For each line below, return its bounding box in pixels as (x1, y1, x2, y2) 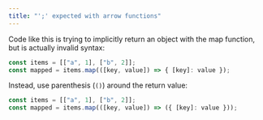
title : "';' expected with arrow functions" (8, 11, 162, 20)
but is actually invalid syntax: (8, 42, 106, 53)
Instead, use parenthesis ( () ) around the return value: (8, 80, 188, 90)
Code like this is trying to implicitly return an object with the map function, (8, 34, 256, 44)
